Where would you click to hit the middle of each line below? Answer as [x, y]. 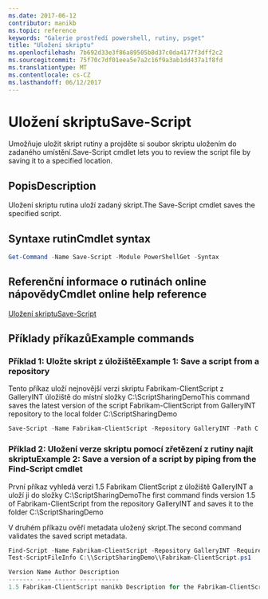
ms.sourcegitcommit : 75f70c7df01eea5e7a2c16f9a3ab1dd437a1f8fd [116, 61]
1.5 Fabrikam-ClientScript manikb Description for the [101, 587]
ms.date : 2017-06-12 [43, 16]
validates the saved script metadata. [68, 536]
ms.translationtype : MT [48, 68]
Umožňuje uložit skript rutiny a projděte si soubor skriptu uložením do [122, 144]
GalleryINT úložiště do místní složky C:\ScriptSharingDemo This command [129, 397]
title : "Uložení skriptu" [51, 45]
